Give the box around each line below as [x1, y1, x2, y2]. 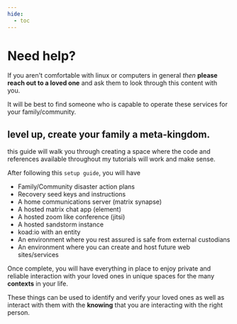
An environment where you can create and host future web [17, 243, 190, 251]
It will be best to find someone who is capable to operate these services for [7, 100, 228, 109]
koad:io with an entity [17, 228, 81, 236]
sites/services [17, 251, 59, 259]
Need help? [7, 48, 76, 64]
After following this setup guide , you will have [7, 169, 140, 177]
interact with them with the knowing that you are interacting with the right [7, 301, 224, 310]
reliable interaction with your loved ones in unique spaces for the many [7, 272, 215, 281]
